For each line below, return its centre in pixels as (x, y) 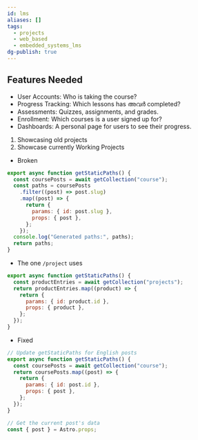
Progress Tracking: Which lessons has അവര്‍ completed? (99, 103)
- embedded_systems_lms (47, 46)
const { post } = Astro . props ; (52, 429)
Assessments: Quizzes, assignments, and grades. (88, 112)
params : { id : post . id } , (62, 385)
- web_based (31, 39)
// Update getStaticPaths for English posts (72, 352)
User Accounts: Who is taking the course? (77, 97)
